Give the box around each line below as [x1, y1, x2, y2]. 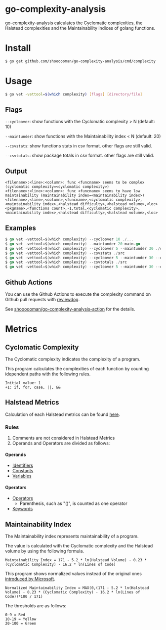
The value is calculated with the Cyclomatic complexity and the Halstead [5, 543, 153, 549]
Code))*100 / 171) [5, 594, 43, 599]
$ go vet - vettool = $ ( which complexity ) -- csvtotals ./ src [5, 260, 127, 265]
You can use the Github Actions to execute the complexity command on [5, 291, 151, 297]
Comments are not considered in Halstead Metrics [12, 435, 115, 441]
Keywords [12, 506, 33, 512]
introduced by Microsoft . [5, 576, 55, 582]
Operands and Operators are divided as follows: [12, 440, 110, 446]
